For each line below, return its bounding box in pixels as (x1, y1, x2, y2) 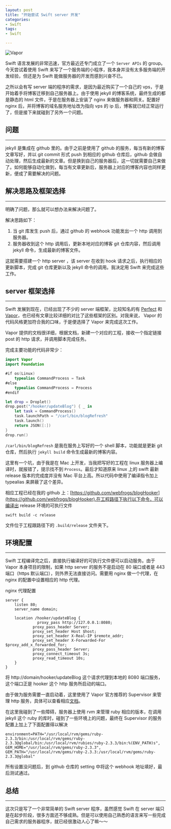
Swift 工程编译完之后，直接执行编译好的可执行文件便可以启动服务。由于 (5, 558, 156, 564)
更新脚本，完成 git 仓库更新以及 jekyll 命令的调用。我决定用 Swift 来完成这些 (5, 264, 164, 270)
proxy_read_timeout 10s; (32, 656, 85, 661)
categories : (5, 17, 31, 22)
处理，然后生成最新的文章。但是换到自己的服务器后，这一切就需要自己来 (9, 158, 161, 164)
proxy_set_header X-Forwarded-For (32, 638, 106, 643)
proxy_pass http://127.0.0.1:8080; (37, 620, 113, 625)
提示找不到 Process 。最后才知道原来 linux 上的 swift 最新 (40, 466, 159, 472)
